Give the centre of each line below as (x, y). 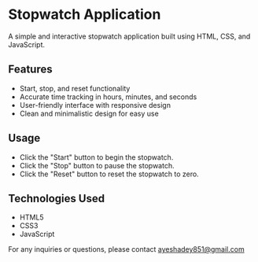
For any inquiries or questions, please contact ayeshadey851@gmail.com (127, 249)
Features (30, 70)
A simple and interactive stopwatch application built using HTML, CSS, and (129, 36)
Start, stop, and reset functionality (75, 88)
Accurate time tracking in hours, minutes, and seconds (108, 97)
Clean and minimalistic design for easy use (89, 113)
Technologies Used (56, 198)
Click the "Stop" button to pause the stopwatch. (97, 165)
